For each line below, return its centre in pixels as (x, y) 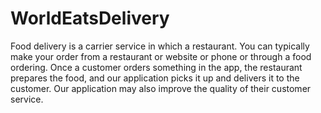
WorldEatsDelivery (90, 18)
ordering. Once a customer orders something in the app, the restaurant (156, 67)
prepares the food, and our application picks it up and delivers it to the (155, 78)
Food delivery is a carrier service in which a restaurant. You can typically (160, 46)
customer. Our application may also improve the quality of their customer (161, 88)
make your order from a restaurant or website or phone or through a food (161, 56)
